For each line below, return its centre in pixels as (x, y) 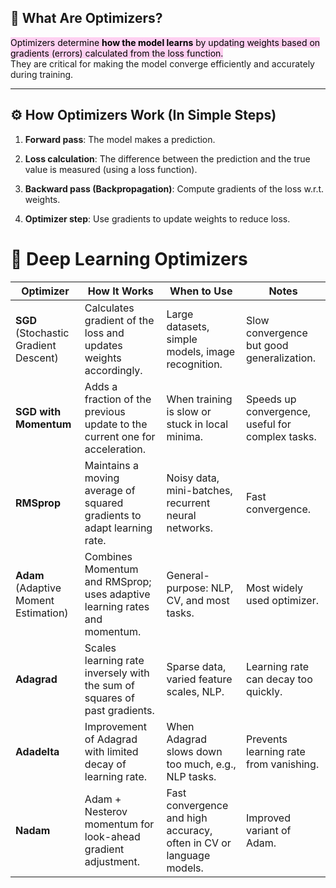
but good (267, 345)
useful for (269, 424)
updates (103, 345)
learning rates (117, 606)
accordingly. (113, 370)
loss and (104, 333)
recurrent (188, 503)
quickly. (264, 691)
